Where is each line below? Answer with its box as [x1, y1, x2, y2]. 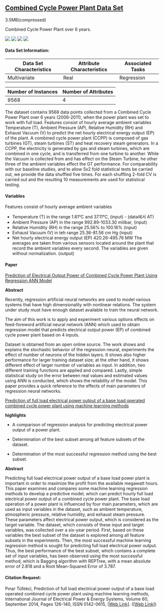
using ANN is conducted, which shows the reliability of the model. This [5, 378, 147, 384]
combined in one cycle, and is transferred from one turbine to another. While [5, 151, 159, 157]
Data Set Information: [5, 47, 50, 53]
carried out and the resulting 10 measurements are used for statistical [5, 177, 145, 183]
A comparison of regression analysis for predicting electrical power [12, 422, 148, 428]
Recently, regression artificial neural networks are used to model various [5, 296, 151, 302]
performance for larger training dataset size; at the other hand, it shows [5, 357, 149, 363]
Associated [124, 60, 152, 67]
